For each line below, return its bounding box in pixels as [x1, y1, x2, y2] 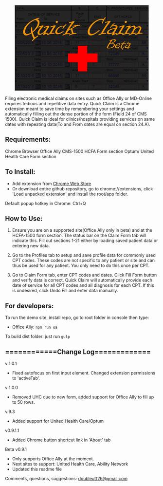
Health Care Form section [5, 153, 57, 159]
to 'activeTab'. [12, 375, 40, 381]
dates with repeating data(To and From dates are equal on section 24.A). [5, 121, 151, 127]
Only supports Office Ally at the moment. [12, 456, 94, 462]
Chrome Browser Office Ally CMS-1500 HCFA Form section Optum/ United [5, 148, 154, 154]
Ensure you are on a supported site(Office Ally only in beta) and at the [12, 227, 152, 233]
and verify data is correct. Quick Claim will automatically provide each [12, 277, 152, 283]
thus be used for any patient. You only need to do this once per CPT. [12, 262, 150, 268]
